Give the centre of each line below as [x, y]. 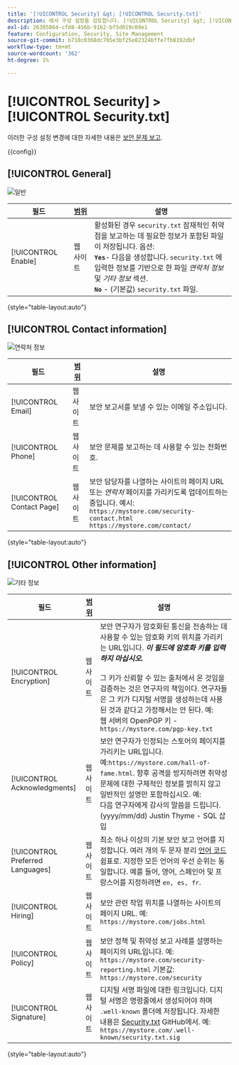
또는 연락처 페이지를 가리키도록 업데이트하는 [159, 493]
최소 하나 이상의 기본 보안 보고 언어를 [158, 840]
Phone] [23, 456]
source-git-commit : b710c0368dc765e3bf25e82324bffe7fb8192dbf [101, 41]
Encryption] [31, 681]
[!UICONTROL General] [59, 174]
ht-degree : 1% [28, 60]
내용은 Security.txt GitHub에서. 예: [155, 1022]
